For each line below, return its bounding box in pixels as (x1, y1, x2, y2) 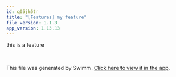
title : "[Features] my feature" (6, 14, 87, 20)
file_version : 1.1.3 (6, 20, 58, 25)
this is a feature (6, 41, 45, 49)
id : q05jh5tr (6, 8, 39, 15)
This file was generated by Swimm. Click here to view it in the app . (6, 65, 171, 72)
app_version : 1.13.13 (6, 25, 60, 31)
